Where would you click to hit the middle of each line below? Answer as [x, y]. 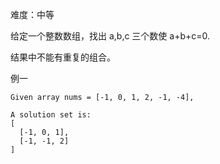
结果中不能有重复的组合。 [63, 57]
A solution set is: [51, 115]
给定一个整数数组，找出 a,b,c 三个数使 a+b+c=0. [110, 36]
